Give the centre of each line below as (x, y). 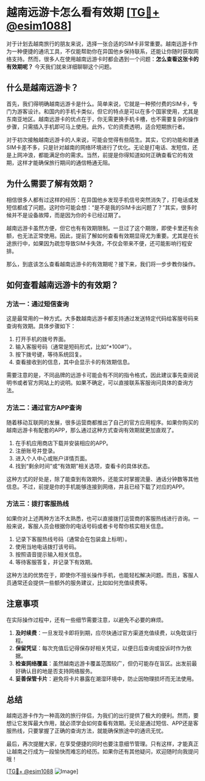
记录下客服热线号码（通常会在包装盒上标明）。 (73, 539)
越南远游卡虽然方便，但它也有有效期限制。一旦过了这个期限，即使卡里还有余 (103, 228)
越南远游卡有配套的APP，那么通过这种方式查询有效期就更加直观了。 (92, 430)
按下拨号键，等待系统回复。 (50, 354)
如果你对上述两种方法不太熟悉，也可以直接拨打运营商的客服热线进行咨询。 (100, 518)
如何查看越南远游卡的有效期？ (63, 285)
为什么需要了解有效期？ (50, 184)
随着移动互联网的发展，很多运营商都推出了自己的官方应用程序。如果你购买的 (103, 422)
